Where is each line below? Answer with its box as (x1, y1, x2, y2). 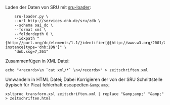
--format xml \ (14, 27, 47, 32)
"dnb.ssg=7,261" (14, 49, 49, 54)
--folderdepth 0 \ (14, 32, 53, 37)
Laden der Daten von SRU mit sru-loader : (5, 5, 91, 10)
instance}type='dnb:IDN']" (5, 45, 62, 50)
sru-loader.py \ (14, 14, 49, 19)
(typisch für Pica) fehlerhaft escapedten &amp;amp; (5, 82, 110, 87)
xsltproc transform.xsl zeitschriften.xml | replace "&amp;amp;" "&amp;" (5, 91, 164, 96)
